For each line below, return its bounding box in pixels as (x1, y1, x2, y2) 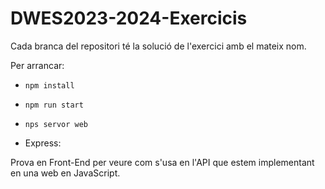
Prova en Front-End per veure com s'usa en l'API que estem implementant (10, 156, 315, 168)
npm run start (24, 100, 84, 110)
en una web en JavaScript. (10, 167, 121, 179)
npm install (24, 80, 75, 91)
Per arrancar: (10, 59, 65, 71)
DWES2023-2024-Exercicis (10, 7, 248, 30)
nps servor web (24, 119, 89, 129)
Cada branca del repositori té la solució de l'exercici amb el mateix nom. (10, 40, 307, 52)
